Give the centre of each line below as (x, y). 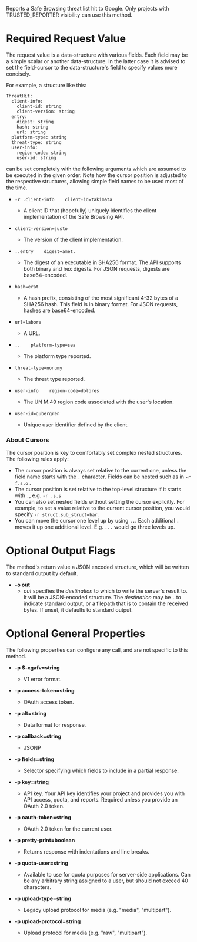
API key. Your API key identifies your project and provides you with (104, 793)
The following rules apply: (37, 459)
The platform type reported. (57, 356)
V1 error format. (42, 679)
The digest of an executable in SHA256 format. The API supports (102, 262)
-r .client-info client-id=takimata (64, 199)
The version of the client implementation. (73, 239)
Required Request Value (66, 39)
